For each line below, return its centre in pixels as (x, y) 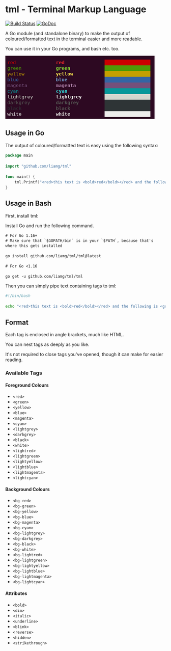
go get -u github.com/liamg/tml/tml (44, 276)
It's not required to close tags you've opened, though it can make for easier (84, 355)
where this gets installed (34, 246)
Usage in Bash (28, 204)
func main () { (20, 177)
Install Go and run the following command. (50, 226)
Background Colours (27, 489)
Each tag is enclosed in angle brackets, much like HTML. (65, 335)
